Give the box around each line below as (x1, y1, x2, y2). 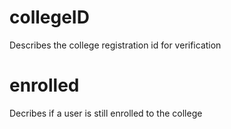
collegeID (9, 6, 90, 29)
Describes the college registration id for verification (9, 39, 222, 51)
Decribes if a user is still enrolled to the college (9, 107, 203, 119)
